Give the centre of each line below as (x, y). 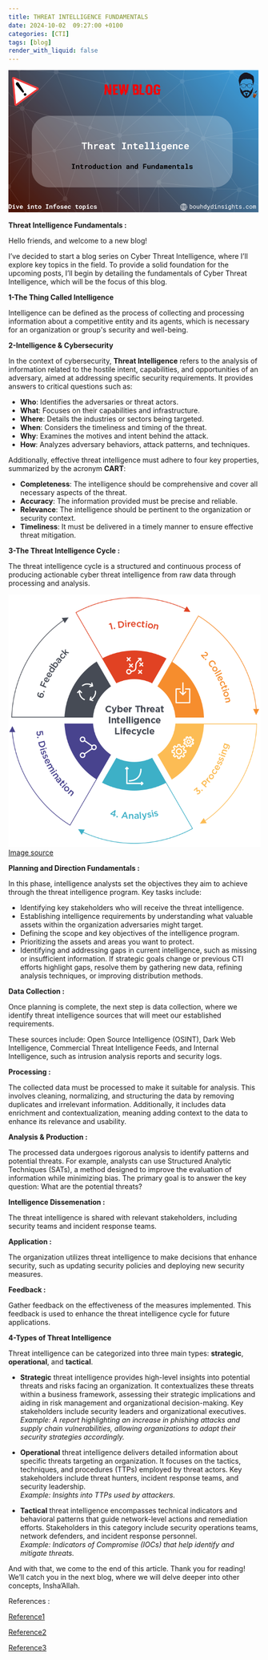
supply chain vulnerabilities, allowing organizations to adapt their (128, 1428)
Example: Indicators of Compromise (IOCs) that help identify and (127, 1544)
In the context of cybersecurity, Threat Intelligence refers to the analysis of (133, 361)
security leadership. (53, 1486)
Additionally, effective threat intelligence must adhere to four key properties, (134, 460)
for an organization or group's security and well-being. (98, 329)
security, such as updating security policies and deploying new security (127, 1265)
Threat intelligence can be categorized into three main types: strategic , (126, 1353)
